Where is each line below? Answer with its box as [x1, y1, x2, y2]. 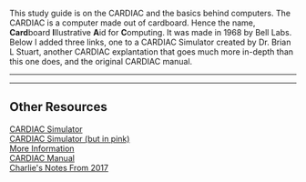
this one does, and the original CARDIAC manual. [9, 56, 193, 66]
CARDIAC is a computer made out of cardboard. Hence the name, [9, 17, 256, 28]
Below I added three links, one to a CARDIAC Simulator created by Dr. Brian [9, 36, 291, 47]
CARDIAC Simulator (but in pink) [9, 133, 130, 144]
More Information [9, 143, 75, 154]
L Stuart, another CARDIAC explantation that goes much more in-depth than [9, 46, 294, 57]
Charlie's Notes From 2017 [9, 162, 109, 173]
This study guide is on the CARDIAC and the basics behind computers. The [9, 8, 291, 18]
